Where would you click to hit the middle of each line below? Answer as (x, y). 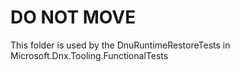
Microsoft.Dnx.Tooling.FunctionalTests (89, 55)
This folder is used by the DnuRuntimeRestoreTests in (120, 45)
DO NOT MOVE (73, 17)
